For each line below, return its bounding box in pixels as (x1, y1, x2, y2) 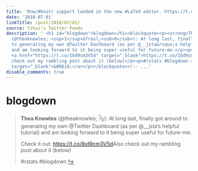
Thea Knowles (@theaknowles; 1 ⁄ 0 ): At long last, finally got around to (20, 114, 188, 123)
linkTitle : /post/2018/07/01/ (6, 19, 81, 25)
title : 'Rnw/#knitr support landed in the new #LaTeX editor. (6, 8, 162, 15)
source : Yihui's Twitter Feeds (6, 25, 83, 31)
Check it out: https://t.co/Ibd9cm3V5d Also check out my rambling (20, 140, 181, 147)
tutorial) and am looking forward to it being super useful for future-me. (20, 129, 192, 136)
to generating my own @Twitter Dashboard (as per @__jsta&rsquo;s (11, 42, 178, 48)
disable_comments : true (6, 69, 65, 75)
